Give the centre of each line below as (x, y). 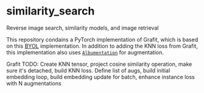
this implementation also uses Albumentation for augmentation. (85, 52)
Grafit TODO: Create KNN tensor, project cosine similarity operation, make (99, 64)
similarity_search (51, 11)
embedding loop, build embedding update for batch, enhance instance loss (100, 77)
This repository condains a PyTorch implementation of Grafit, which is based (102, 39)
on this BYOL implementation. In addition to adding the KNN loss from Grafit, (102, 46)
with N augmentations (34, 83)
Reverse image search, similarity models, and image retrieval (83, 28)
